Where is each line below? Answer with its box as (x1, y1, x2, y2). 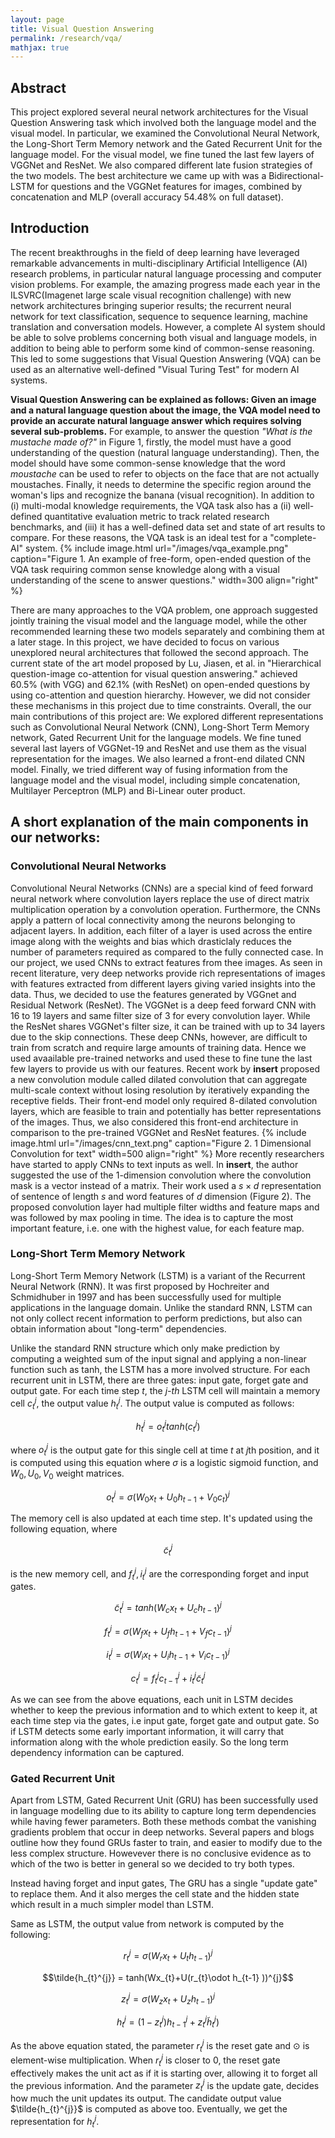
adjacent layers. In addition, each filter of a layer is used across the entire (10, 924, 313, 936)
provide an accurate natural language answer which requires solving (10, 414, 302, 426)
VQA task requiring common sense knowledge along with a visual (10, 563, 280, 575)
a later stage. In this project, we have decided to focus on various (10, 636, 280, 648)
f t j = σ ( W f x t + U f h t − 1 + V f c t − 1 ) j (104, 1623, 232, 1640)
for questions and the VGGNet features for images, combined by (36, 181, 303, 193)
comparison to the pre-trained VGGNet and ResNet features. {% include (10, 1126, 307, 1138)
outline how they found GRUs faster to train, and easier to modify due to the (10, 1837, 323, 1849)
